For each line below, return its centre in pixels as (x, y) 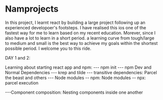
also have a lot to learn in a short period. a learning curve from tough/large (80, 38)
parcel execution (22, 83)
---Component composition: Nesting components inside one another (74, 92)
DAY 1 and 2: (18, 58)
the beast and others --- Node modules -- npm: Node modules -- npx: (75, 78)
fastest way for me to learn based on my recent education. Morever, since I (80, 33)
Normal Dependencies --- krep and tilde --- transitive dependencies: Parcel (81, 72)
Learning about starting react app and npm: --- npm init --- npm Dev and (78, 67)
